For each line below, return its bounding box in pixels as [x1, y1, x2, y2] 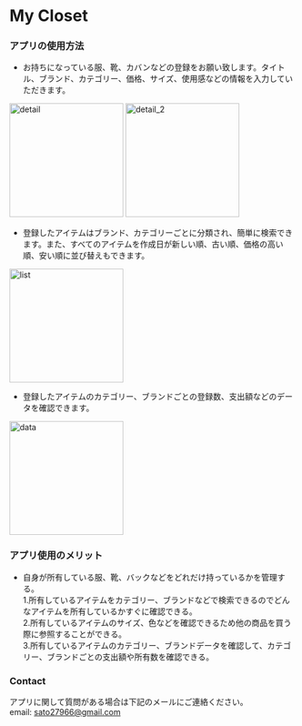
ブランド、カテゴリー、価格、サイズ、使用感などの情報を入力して [38, 74, 286, 85]
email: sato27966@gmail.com [9, 707, 121, 718]
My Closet [9, 5, 88, 26]
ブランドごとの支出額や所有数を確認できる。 [46, 651, 215, 662]
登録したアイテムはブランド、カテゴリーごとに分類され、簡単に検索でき [22, 227, 293, 238]
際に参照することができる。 [22, 629, 127, 640]
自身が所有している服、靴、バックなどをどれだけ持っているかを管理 [22, 571, 277, 582]
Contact [9, 674, 46, 687]
